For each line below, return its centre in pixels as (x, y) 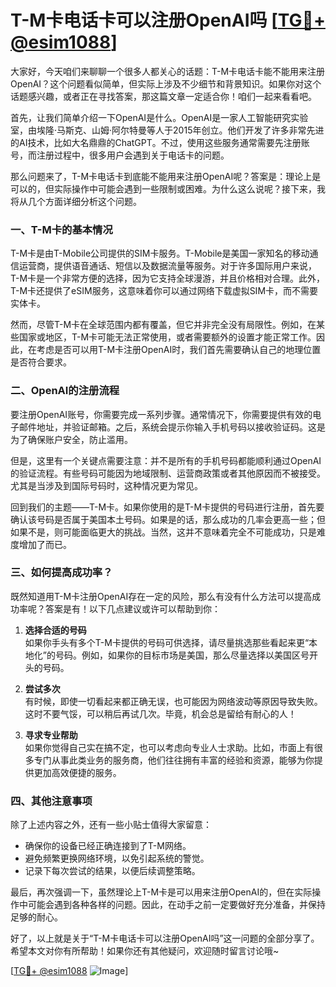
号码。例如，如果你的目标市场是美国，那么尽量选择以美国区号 (182, 655)
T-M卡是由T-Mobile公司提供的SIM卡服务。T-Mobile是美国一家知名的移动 (160, 253)
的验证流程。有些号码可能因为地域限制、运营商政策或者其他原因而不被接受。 (168, 473)
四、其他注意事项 (51, 801)
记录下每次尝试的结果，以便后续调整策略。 (112, 871)
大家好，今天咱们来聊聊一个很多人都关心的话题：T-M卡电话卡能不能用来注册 (168, 71)
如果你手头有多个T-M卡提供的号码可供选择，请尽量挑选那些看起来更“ (167, 642)
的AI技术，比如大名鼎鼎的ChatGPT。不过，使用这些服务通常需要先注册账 (160, 142)
